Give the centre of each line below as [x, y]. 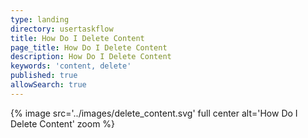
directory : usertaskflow [62, 29]
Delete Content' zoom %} [63, 123]
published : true [44, 76]
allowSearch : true [48, 85]
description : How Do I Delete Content [91, 57]
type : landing [40, 19]
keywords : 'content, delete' [71, 66]
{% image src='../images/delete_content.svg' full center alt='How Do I [154, 113]
